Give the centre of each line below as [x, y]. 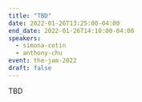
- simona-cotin [41, 46]
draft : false [30, 68]
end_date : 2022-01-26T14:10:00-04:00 [71, 31]
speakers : [25, 38]
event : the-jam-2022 [43, 61]
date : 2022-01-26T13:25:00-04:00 [64, 23]
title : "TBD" [30, 16]
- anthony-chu [39, 53]
